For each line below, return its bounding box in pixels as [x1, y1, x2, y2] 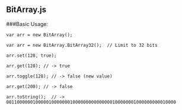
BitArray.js [6, 5, 47, 15]
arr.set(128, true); [6, 53, 58, 59]
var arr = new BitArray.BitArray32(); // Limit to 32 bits [6, 42, 158, 48]
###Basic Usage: [6, 20, 49, 27]
